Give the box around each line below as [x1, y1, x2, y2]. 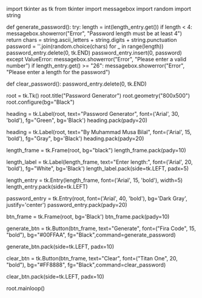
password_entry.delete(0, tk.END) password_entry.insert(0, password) [6, 49, 182, 56]
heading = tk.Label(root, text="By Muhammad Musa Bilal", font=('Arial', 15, [6, 129, 192, 135]
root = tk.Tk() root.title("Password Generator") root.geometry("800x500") [6, 92, 190, 99]
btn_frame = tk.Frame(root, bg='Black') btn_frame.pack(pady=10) [6, 213, 170, 220]
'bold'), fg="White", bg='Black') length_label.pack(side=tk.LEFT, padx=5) [6, 165, 189, 172]
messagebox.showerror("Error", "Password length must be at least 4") [6, 30, 183, 37]
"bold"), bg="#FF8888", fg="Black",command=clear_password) [6, 261, 166, 268]
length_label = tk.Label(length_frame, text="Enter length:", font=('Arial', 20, [6, 158, 193, 166]
